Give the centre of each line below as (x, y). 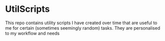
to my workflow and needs (32, 33)
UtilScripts (28, 9)
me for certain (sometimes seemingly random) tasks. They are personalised (83, 28)
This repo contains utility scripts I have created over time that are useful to (81, 23)
